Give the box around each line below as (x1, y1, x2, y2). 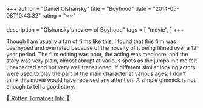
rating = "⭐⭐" (42, 12, 76, 19)
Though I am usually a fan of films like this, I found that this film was (6, 38, 176, 45)
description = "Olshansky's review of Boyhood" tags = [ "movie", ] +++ (6, 26, 184, 33)
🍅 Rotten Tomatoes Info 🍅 (6, 95, 70, 102)
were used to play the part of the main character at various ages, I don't (6, 70, 187, 77)
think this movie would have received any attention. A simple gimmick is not (6, 76, 196, 84)
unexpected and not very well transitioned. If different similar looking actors (6, 64, 196, 70)
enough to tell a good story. (6, 83, 75, 90)
